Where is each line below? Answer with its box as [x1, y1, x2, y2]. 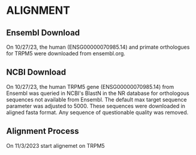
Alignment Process [6, 126, 79, 136]
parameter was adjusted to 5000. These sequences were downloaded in [6, 102, 186, 109]
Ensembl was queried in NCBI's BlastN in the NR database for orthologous [6, 90, 190, 97]
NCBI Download [6, 67, 67, 77]
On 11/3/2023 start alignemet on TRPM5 [6, 142, 105, 149]
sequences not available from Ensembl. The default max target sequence [6, 96, 187, 103]
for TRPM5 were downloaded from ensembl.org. [6, 50, 126, 57]
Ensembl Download [6, 28, 80, 38]
